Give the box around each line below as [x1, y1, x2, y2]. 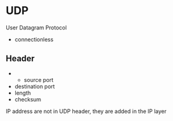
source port [23, 76, 53, 83]
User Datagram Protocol [6, 24, 67, 31]
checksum [14, 95, 41, 103]
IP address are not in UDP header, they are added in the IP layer [6, 108, 167, 115]
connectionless [14, 35, 53, 43]
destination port [14, 82, 55, 90]
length [14, 89, 31, 97]
